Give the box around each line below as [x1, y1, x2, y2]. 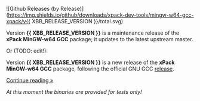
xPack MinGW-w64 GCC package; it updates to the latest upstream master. [6, 36, 193, 42]
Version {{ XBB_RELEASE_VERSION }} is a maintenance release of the [6, 29, 180, 36]
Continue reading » [6, 77, 54, 84]
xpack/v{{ [6, 18, 31, 25]
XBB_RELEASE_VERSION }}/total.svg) [32, 18, 124, 25]
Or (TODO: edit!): [6, 47, 48, 54]
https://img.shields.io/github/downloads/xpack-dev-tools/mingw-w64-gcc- [8, 11, 194, 19]
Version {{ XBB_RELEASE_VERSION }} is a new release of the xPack [6, 59, 175, 66]
